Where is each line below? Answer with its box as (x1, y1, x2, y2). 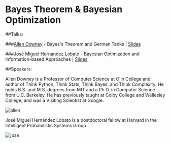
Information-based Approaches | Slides (5, 56, 88, 62)
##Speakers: (5, 66, 32, 72)
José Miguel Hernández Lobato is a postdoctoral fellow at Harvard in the (5, 117, 157, 123)
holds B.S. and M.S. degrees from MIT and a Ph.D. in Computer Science (5, 86, 155, 92)
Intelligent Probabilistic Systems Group (5, 122, 86, 128)
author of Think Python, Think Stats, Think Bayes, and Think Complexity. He (5, 81, 164, 87)
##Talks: (5, 31, 24, 37)
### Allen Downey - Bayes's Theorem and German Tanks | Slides (5, 41, 141, 47)
